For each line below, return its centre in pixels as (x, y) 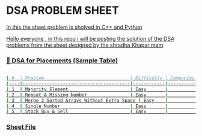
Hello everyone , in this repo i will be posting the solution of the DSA (90, 38)
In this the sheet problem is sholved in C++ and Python (74, 27)
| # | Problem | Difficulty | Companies (101, 78)
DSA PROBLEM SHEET (63, 10)
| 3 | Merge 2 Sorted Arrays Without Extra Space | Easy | (87, 100)
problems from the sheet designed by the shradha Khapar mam (85, 45)
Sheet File (21, 127)
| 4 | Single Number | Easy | (87, 106)
